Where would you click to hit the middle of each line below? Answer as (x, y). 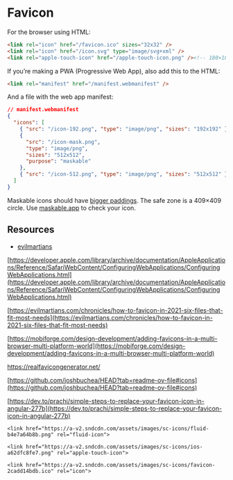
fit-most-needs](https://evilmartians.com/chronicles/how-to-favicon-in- (110, 317)
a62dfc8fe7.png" (31, 453)
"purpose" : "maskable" (58, 161)
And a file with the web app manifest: (60, 97)
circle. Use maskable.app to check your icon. (72, 208)
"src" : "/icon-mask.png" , (63, 142)
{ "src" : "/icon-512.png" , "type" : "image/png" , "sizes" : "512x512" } (124, 174)
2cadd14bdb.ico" (31, 471)
